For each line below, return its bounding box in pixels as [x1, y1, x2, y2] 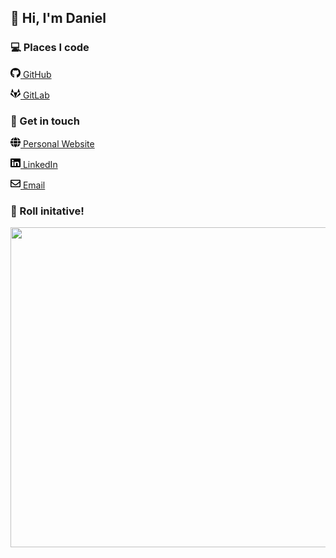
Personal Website [22, 137, 95, 150]
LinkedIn [22, 158, 58, 170]
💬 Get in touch [10, 114, 80, 128]
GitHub [22, 68, 52, 80]
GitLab [22, 89, 50, 101]
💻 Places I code [10, 41, 90, 55]
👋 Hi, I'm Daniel [10, 10, 107, 27]
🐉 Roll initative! [10, 204, 85, 218]
